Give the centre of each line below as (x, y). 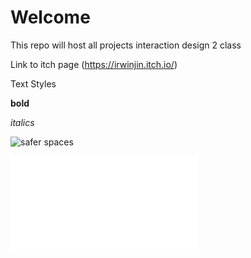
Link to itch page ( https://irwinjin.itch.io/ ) (94, 64)
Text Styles (33, 83)
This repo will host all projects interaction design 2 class (126, 45)
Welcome (50, 17)
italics (22, 122)
